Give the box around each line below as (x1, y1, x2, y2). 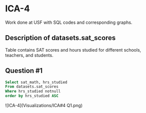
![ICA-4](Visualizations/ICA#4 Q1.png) (5, 103, 83, 109)
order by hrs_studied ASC (5, 94, 58, 99)
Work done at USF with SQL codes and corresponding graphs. (5, 19, 133, 25)
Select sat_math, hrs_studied (5, 80, 68, 85)
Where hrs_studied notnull (5, 89, 61, 94)
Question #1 (5, 66, 43, 75)
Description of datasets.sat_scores (5, 34, 116, 42)
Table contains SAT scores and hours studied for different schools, (5, 47, 142, 53)
